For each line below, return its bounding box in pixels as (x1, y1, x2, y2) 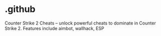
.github (5, 3, 36, 15)
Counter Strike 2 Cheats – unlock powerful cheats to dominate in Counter (5, 20, 156, 26)
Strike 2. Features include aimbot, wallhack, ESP (5, 25, 104, 31)
